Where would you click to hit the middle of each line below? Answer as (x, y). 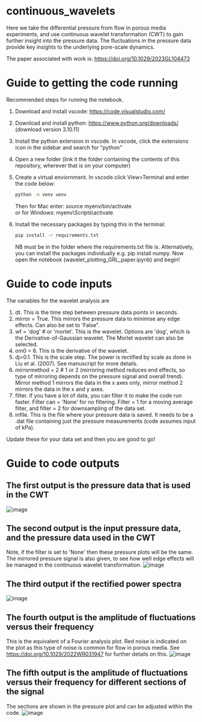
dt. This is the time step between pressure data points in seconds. (96, 312)
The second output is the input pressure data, (94, 528)
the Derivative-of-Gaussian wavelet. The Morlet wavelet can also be (99, 338)
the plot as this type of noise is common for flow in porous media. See (93, 648)
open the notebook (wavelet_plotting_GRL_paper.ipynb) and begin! (97, 260)
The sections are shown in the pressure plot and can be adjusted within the (99, 706)
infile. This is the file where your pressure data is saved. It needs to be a (104, 414)
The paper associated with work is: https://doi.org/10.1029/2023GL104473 (98, 58)
